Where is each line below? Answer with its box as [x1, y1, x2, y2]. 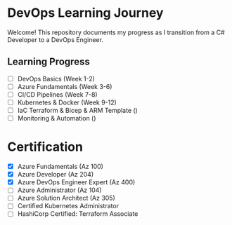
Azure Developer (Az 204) [17, 170, 94, 179]
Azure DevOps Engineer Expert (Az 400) [17, 178, 136, 186]
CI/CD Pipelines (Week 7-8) [17, 90, 98, 99]
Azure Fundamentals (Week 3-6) [17, 82, 112, 90]
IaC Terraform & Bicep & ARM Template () [17, 107, 138, 114]
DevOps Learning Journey [7, 5, 164, 21]
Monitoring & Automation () [17, 114, 96, 123]
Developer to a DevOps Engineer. [7, 35, 104, 43]
